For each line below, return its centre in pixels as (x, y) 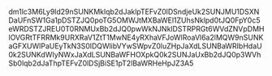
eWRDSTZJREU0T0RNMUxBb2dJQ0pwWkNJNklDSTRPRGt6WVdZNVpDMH (137, 29)
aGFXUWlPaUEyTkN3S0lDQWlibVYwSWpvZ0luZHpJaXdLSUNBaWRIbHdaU (135, 46)
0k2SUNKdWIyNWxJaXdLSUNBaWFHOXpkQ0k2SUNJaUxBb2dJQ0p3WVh (135, 55)
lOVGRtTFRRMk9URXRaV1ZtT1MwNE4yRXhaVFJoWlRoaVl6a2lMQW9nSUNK (136, 37)
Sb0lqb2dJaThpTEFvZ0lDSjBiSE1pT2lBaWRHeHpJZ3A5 (101, 63)
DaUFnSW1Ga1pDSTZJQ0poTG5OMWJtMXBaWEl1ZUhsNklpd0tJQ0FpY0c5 (134, 20)
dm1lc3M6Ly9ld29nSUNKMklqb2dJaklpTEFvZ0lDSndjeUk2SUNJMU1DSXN (134, 12)
